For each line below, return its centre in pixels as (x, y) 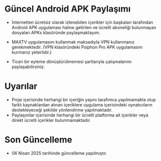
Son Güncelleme (38, 140)
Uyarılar (21, 86)
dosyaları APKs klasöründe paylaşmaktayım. (56, 32)
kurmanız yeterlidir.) (32, 52)
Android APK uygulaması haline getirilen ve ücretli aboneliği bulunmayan (84, 27)
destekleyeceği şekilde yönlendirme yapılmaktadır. (62, 110)
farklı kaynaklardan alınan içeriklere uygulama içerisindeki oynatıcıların (82, 104)
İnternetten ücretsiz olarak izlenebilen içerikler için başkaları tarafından (82, 22)
